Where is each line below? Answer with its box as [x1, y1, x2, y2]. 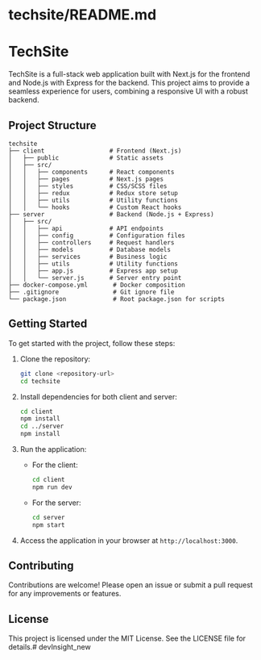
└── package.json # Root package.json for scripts [8, 294, 226, 303]
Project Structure [8, 119, 97, 132]
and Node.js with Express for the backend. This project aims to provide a [8, 78, 250, 88]
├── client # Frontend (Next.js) [8, 147, 182, 155]
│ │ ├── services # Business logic [8, 253, 168, 261]
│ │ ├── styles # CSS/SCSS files [8, 182, 168, 190]
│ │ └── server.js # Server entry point [8, 274, 182, 282]
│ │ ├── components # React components [8, 168, 175, 176]
